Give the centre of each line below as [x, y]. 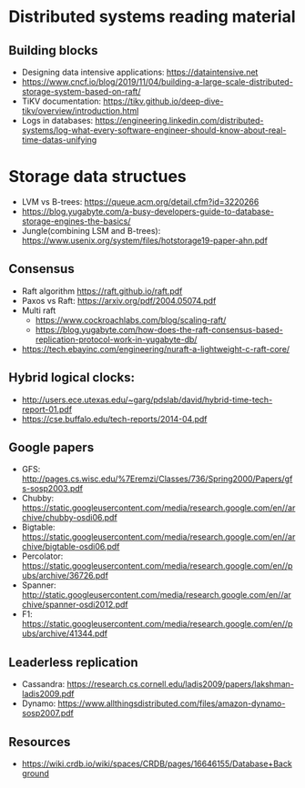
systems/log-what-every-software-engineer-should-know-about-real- [154, 130]
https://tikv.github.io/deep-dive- [163, 101]
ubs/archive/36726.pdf [65, 576]
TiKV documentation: [61, 101]
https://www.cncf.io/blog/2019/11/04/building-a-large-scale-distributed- [157, 82]
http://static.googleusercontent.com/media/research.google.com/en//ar [157, 595]
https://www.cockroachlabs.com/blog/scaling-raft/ [131, 319]
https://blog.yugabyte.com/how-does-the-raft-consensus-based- [159, 329]
